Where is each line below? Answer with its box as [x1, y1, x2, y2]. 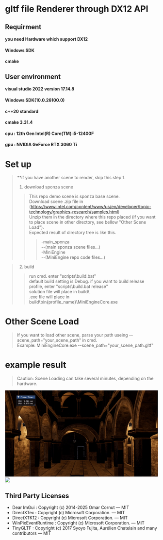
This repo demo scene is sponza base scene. [29, 193, 120, 200]
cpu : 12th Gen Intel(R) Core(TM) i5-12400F [5, 130, 94, 136]
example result [5, 359, 66, 371]
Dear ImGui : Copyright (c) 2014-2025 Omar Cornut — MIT [12, 505, 130, 510]
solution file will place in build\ [29, 289, 90, 295]
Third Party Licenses [5, 492, 69, 500]
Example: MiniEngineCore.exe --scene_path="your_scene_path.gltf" [16, 342, 154, 348]
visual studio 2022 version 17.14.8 [5, 86, 75, 92]
